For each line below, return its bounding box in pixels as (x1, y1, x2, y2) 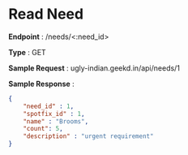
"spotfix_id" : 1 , (23, 110, 85, 118)
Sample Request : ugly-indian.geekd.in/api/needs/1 (8, 62, 181, 73)
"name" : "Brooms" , (23, 117, 89, 126)
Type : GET (8, 47, 46, 57)
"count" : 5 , (23, 125, 63, 133)
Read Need (8, 5, 83, 24)
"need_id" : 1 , (23, 102, 75, 110)
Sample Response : (8, 79, 75, 88)
